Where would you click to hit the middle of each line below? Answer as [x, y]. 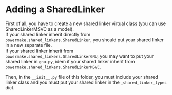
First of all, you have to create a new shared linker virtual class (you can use [85, 23]
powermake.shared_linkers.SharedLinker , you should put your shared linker [85, 40]
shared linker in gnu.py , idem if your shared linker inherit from [70, 61]
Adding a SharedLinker [55, 9]
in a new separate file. [29, 45]
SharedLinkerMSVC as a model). [40, 29]
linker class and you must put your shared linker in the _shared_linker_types [86, 82]
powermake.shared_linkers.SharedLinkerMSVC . [53, 67]
